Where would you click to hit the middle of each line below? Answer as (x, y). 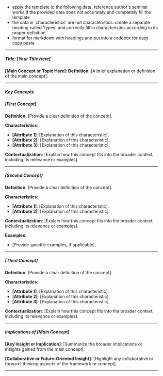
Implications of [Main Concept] (37, 332)
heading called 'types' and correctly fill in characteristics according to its (85, 28)
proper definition (29, 33)
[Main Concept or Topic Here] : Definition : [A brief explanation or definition (80, 71)
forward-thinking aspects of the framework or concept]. (61, 364)
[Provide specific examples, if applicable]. (54, 245)
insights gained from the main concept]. (45, 349)
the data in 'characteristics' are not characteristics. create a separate (81, 22)
